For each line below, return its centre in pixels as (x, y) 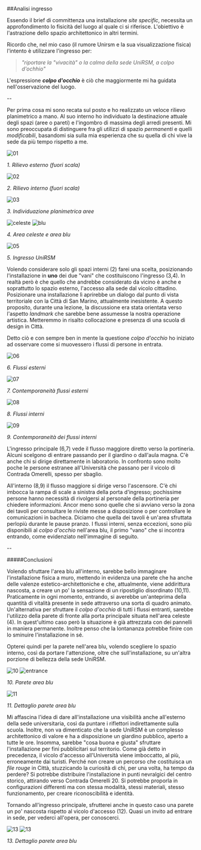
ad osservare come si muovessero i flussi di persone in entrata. (85, 344)
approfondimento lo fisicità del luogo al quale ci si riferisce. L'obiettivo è (95, 27)
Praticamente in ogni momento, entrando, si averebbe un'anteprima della (97, 597)
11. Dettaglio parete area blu (42, 706)
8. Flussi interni (25, 414)
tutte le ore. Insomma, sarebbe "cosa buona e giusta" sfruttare (84, 742)
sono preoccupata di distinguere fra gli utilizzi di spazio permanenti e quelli (100, 129)
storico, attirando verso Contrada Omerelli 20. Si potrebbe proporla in (92, 781)
